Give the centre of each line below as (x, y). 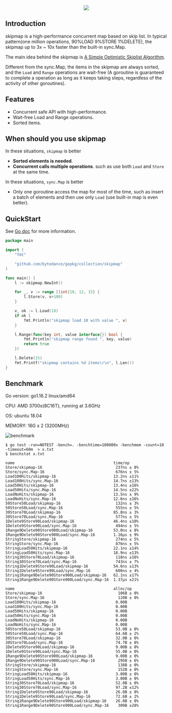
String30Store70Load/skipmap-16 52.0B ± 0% (72, 683)
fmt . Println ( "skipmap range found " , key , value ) (78, 339)
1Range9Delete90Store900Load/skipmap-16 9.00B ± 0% (72, 656)
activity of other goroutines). (35, 83)
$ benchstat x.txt (25, 454)
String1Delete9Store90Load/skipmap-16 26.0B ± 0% (72, 692)
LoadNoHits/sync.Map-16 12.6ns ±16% (72, 499)
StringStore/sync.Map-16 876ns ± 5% (72, 544)
